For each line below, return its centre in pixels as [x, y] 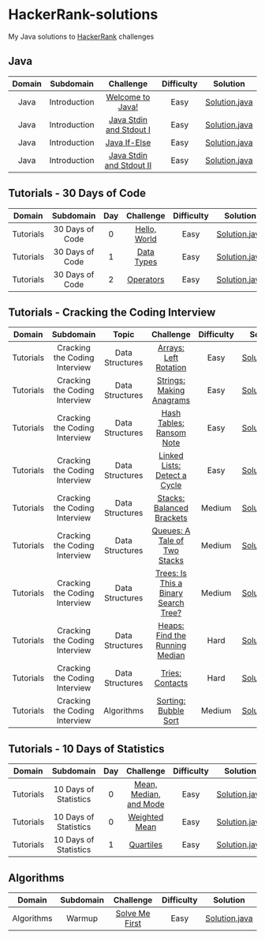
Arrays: [171, 348]
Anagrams [171, 400]
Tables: [171, 423]
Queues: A [171, 531]
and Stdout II [128, 165]
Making [171, 391]
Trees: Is [171, 574]
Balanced [171, 508]
